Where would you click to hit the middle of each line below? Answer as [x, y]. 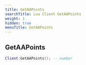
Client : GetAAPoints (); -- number [39, 58]
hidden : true [18, 23]
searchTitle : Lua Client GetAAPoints [43, 14]
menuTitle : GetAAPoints [29, 28]
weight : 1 [15, 18]
